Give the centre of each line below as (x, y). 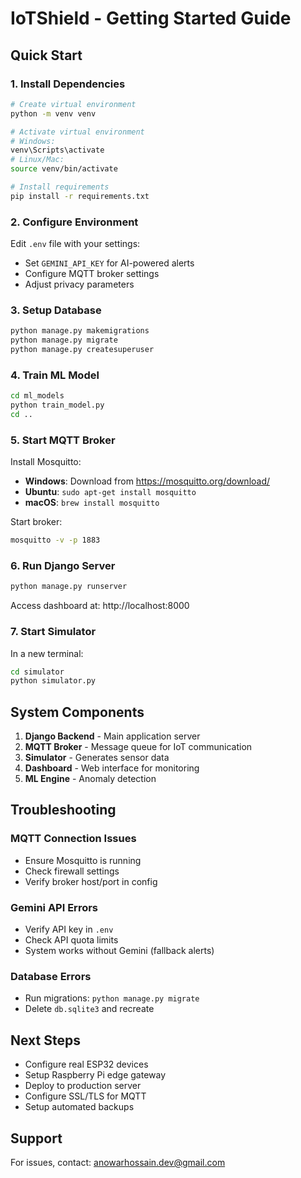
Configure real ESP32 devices (86, 1064)
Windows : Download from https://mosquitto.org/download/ (147, 481)
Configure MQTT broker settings (92, 274)
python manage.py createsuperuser (82, 350)
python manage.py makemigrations (80, 331)
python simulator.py (53, 681)
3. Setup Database (56, 310)
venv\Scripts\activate (57, 150)
